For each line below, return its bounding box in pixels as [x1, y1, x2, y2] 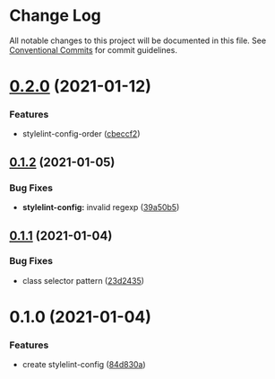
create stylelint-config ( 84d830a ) [21, 359, 146, 370]
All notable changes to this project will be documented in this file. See [9, 35, 267, 46]
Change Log [9, 5, 101, 26]
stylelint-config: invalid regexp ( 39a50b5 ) [21, 202, 180, 213]
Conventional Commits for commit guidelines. [9, 44, 177, 55]
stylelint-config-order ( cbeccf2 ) [21, 128, 141, 139]
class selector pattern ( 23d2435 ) [21, 275, 145, 286]
